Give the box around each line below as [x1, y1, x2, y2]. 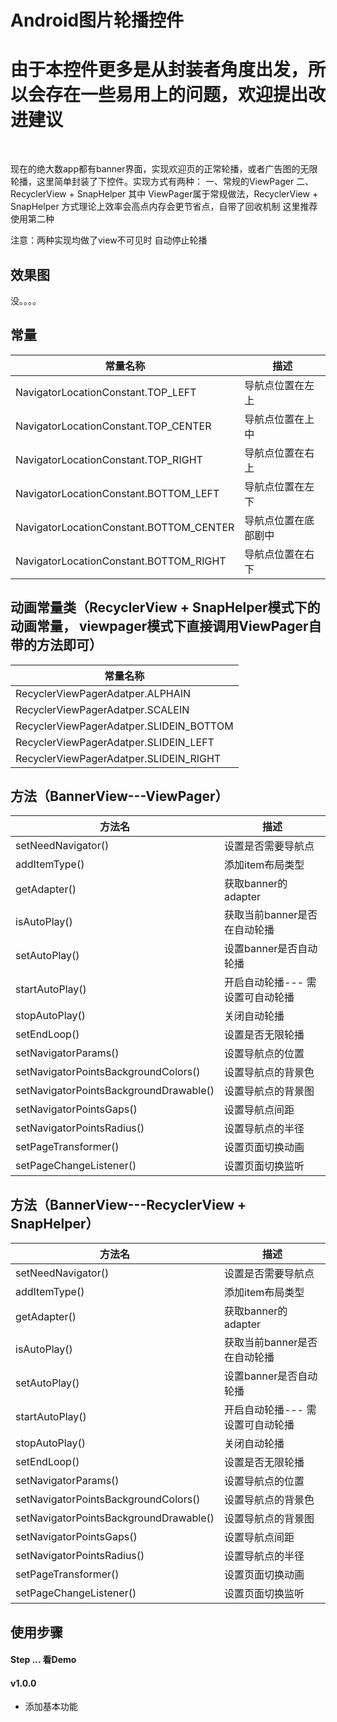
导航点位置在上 [244, 412, 315, 426]
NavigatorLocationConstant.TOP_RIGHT [15, 452, 203, 466]
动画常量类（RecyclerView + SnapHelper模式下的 [10, 599, 321, 616]
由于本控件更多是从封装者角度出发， [10, 59, 309, 81]
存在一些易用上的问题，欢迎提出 [45, 84, 309, 106]
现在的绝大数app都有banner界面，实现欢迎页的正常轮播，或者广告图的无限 [10, 163, 318, 175]
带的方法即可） [10, 637, 103, 654]
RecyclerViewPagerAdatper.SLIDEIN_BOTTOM [15, 719, 234, 733]
